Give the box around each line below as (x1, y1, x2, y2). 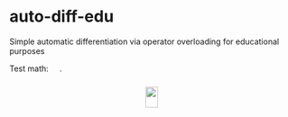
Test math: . (9, 63, 62, 74)
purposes (9, 45, 45, 56)
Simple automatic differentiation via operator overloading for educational (9, 36, 280, 47)
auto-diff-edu (9, 6, 115, 27)
